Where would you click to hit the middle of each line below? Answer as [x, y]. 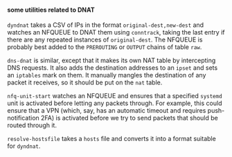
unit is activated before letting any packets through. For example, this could [115, 103]
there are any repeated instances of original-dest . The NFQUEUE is [105, 40]
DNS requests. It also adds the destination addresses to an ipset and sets [113, 68]
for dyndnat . [24, 146]
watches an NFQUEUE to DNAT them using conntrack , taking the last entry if [116, 33]
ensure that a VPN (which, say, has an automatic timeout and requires [107, 111]
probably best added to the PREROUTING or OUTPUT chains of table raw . [105, 47]
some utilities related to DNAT [51, 10]
